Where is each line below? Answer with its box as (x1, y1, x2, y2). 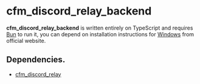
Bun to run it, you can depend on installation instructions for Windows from (6, 30, 195, 37)
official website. (6, 37, 46, 44)
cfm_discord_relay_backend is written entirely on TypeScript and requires (6, 24, 193, 31)
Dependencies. (6, 54, 66, 65)
